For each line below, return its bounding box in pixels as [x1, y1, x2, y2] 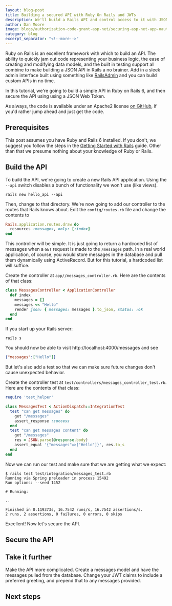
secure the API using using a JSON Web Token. [5, 93, 105, 99]
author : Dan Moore [5, 22, 45, 27]
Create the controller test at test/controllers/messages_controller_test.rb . [5, 379, 167, 385]
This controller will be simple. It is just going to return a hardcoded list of [5, 241, 158, 247]
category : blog [5, 31, 38, 36]
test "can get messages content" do [10, 428, 88, 433]
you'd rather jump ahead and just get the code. [5, 108, 104, 115]
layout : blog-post [5, 7, 45, 13]
